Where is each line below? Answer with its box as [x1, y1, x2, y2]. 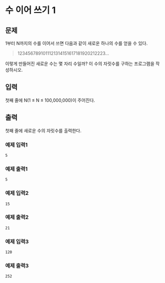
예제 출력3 [5, 262, 29, 269]
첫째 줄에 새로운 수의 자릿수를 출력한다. [5, 127, 82, 133]
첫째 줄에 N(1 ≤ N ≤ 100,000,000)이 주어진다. [5, 97, 95, 103]
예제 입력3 [5, 238, 29, 245]
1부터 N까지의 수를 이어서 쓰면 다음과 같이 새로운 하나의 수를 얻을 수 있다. [5, 41, 148, 46]
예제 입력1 [5, 141, 28, 148]
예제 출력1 [5, 165, 28, 172]
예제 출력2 [5, 214, 29, 221]
